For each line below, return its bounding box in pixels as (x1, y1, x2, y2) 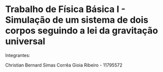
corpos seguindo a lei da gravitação (5, 25, 158, 36)
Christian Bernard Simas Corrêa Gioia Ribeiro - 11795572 (5, 62, 123, 68)
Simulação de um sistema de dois (5, 14, 149, 26)
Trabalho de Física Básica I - (5, 4, 126, 15)
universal (5, 36, 45, 47)
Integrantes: (5, 52, 30, 58)
